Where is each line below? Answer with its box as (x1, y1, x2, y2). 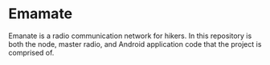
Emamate (8, 5, 73, 23)
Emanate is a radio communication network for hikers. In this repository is (8, 31, 252, 40)
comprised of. (8, 48, 55, 57)
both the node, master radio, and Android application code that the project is (8, 39, 262, 48)
